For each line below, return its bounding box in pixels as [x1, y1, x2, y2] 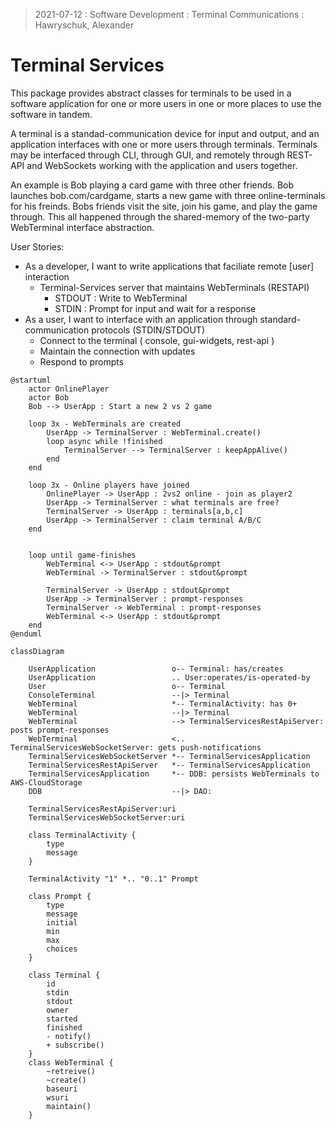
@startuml [10, 375, 52, 385]
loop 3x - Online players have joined [28, 480, 190, 490]
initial [46, 917, 78, 928]
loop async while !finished [46, 436, 163, 446]
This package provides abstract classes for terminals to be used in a [10, 87, 292, 99]
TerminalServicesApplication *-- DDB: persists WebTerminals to [28, 769, 320, 779]
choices [46, 944, 78, 954]
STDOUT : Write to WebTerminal [54, 292, 188, 304]
